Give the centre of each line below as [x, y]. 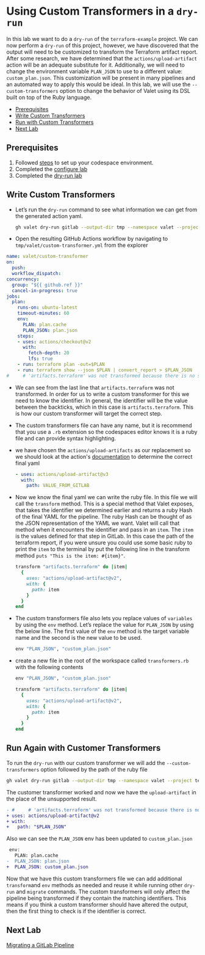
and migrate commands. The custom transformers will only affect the [103, 891]
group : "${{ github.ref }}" [48, 285]
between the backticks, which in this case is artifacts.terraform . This [104, 407]
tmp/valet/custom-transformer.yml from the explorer [81, 245]
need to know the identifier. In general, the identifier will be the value [101, 400]
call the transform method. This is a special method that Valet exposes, [104, 504]
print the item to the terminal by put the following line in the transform [103, 549]
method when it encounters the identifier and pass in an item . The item [104, 530]
